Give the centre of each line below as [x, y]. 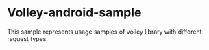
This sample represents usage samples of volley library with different [104, 32]
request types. [27, 38]
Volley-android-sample [74, 13]
